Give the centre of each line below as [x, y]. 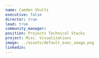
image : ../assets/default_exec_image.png [50, 43]
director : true [21, 19]
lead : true [17, 24]
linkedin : [16, 47]
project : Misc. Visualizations [38, 38]
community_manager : [26, 29]
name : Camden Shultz [27, 10]
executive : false [24, 15]
